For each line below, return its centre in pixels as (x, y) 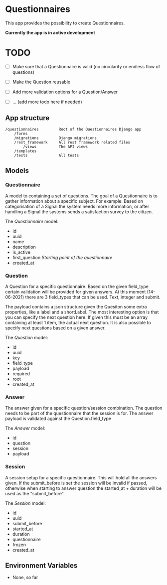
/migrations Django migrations (56, 138)
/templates (25, 151)
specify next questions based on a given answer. (55, 328)
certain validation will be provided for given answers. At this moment (76, 292)
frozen (19, 545)
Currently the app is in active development (50, 32)
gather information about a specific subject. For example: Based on (74, 201)
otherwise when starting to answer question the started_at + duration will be (83, 488)
